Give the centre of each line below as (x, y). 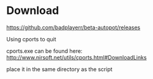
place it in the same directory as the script (59, 69)
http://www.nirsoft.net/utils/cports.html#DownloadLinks (76, 57)
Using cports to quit (31, 39)
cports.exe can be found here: (44, 51)
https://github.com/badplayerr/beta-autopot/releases (73, 27)
